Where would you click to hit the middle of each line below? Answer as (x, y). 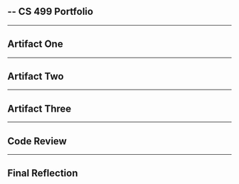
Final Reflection (43, 173)
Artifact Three (39, 108)
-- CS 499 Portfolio (51, 12)
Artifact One (35, 44)
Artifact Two (36, 76)
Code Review (37, 141)
